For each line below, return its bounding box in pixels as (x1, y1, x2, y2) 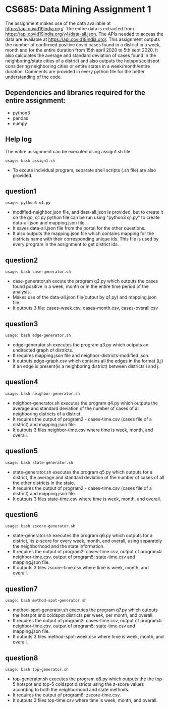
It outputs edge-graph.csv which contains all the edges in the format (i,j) (12, 358, 163, 364)
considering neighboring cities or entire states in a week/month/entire (5, 63, 150, 69)
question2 (5, 256, 38, 264)
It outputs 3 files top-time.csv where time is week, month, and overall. (12, 697, 158, 703)
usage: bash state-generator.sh (5, 460, 73, 465)
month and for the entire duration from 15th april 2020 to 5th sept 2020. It (5, 47, 158, 53)
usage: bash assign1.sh (5, 158, 55, 163)
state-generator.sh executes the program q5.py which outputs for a (12, 469, 153, 475)
